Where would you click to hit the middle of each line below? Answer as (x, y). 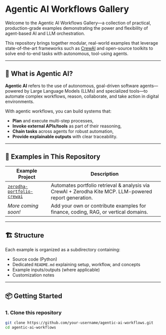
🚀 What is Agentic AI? (39, 74)
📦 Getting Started (34, 296)
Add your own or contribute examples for (98, 206)
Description (105, 173)
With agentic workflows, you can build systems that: (58, 111)
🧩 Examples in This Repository (53, 157)
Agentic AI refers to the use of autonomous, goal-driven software (72, 86)
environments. (20, 101)
